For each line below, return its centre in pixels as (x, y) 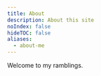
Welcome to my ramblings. (45, 65)
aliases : (20, 39)
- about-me (29, 46)
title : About (26, 13)
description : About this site (51, 20)
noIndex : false (29, 26)
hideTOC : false (29, 33)
